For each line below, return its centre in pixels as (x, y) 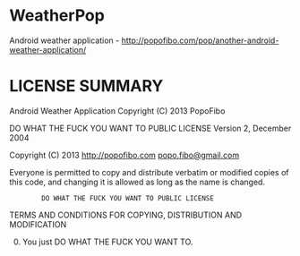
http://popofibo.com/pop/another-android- (200, 40)
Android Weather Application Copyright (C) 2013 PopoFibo (117, 111)
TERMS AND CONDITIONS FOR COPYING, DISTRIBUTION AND (126, 215)
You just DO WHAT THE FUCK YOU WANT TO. (107, 242)
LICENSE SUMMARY (86, 86)
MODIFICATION (38, 224)
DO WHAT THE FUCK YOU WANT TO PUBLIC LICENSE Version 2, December (150, 128)
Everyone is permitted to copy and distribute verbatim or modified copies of (149, 172)
